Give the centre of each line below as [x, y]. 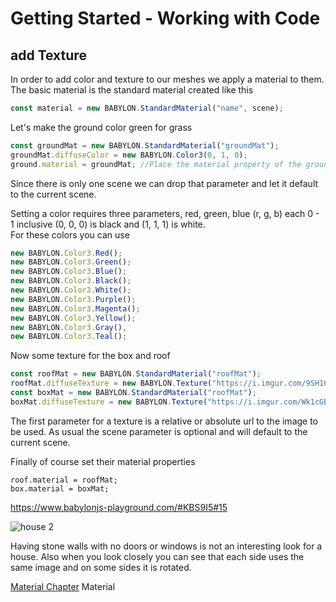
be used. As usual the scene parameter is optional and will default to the [159, 431]
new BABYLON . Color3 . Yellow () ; [73, 318]
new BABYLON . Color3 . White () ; [71, 290]
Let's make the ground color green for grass [101, 127]
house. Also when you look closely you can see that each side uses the [157, 556]
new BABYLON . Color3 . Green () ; [71, 262]
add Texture [48, 55]
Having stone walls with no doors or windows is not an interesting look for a [166, 546]
